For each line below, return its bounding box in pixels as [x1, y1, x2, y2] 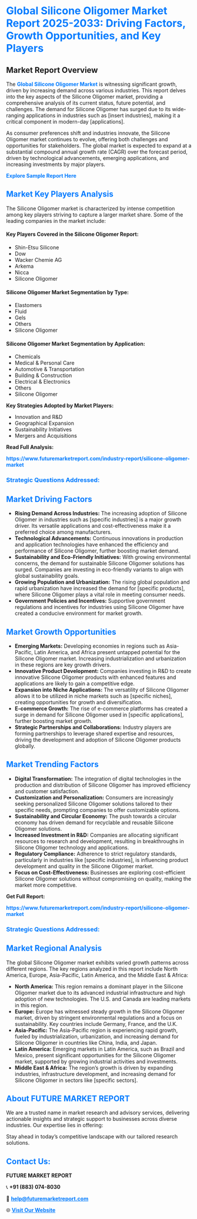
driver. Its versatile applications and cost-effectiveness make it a [14, 522, 171, 529]
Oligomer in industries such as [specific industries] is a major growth [14, 516, 182, 523]
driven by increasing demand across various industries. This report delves [6, 87, 186, 94]
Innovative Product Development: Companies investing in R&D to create [14, 667, 192, 674]
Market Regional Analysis [6, 943, 102, 954]
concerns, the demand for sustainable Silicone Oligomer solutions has [14, 560, 185, 567]
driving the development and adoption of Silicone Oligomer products [14, 736, 181, 743]
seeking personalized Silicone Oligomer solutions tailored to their [14, 800, 172, 807]
